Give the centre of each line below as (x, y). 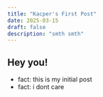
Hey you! (28, 62)
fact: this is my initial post (55, 79)
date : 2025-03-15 (33, 21)
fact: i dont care (41, 87)
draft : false (27, 27)
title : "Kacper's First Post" (52, 14)
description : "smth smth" (45, 34)
